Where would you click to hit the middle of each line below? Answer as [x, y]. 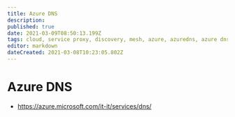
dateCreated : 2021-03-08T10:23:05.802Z [65, 53]
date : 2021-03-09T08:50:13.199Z [54, 33]
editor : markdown [33, 46]
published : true [31, 26]
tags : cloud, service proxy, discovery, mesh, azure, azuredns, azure [112, 40]
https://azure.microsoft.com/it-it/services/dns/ [84, 106]
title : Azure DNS [33, 14]
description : [26, 20]
